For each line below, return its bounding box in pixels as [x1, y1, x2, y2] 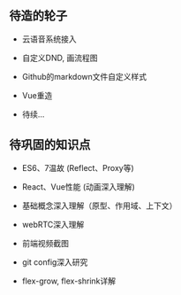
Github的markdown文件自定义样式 [21, 71, 147, 82]
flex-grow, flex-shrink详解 [21, 276, 117, 286]
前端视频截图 [21, 237, 69, 248]
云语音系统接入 [21, 34, 77, 44]
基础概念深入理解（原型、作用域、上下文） [21, 200, 177, 211]
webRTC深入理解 [21, 219, 85, 229]
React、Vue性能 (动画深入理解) [21, 181, 135, 192]
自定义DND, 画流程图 [21, 52, 98, 63]
